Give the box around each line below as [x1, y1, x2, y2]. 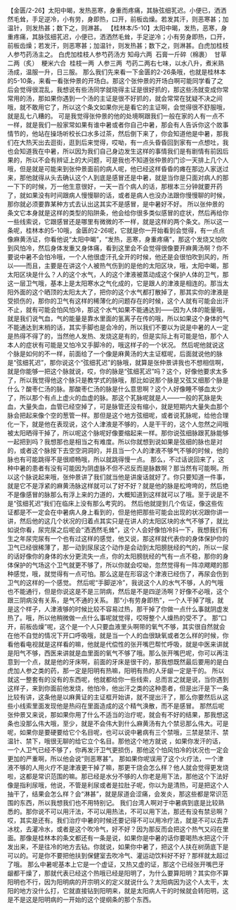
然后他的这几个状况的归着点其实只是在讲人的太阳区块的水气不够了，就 [19, 517, 223, 525]
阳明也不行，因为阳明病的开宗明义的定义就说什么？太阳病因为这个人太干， [7, 878, 223, 886]
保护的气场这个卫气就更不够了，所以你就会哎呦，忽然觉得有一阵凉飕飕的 [13, 561, 223, 569]
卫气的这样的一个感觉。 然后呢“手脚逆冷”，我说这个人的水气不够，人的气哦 [7, 578, 224, 587]
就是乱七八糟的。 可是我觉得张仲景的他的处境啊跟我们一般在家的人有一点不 [7, 112, 225, 120]
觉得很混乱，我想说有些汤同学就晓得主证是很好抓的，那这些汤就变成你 [19, 85, 223, 94]
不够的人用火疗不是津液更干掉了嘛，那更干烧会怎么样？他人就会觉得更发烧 [13, 763, 229, 771]
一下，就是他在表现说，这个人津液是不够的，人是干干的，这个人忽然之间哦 [13, 420, 229, 428]
